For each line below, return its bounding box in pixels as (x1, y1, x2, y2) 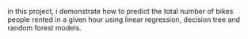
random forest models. (7, 23, 82, 32)
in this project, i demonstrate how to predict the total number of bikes (7, 7, 234, 16)
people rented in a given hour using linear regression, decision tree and (7, 15, 241, 24)
